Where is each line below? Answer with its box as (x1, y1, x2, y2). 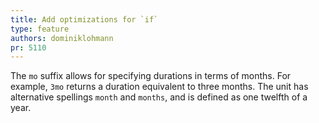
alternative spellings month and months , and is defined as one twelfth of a (10, 91, 308, 103)
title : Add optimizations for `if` (10, 14, 159, 25)
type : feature (10, 24, 70, 34)
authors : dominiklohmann (10, 33, 114, 43)
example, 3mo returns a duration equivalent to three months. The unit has (10, 81, 309, 93)
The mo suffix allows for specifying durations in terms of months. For (10, 70, 292, 82)
